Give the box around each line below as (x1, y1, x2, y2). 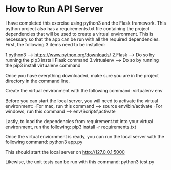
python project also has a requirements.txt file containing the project (5, 25, 150, 31)
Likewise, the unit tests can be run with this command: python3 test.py (5, 159, 155, 165)
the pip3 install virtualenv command (5, 62, 81, 68)
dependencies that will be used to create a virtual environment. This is (5, 31, 154, 37)
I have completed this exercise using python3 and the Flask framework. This (5, 20, 166, 26)
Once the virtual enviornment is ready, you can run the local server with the (5, 133, 165, 139)
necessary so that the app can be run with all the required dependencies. (5, 36, 160, 42)
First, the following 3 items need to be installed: (5, 41, 105, 47)
